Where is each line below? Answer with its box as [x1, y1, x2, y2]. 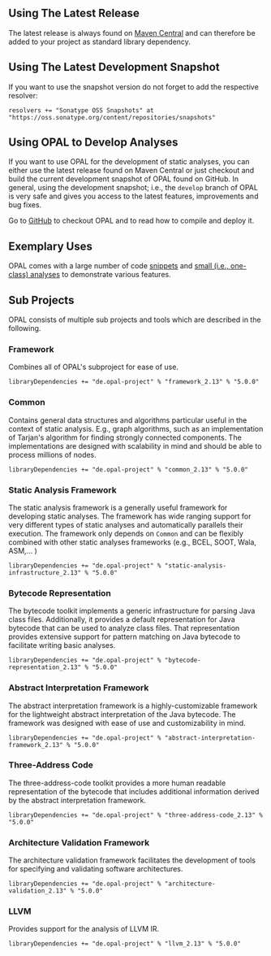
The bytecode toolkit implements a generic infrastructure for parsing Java [8, 606, 256, 616]
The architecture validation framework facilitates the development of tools [8, 855, 256, 865]
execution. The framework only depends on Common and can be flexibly [8, 528, 243, 538]
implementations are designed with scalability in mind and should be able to [8, 441, 262, 450]
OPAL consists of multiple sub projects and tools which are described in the [8, 315, 261, 324]
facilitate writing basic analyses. [8, 641, 116, 650]
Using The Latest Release [8, 7, 140, 20]
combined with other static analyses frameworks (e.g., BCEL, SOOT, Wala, [8, 537, 257, 547]
